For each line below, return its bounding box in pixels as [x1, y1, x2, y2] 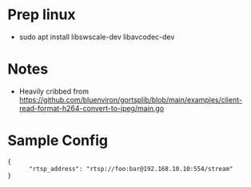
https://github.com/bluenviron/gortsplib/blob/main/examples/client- [18, 94, 243, 105]
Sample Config [7, 132, 109, 149]
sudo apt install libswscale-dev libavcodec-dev [18, 32, 175, 42]
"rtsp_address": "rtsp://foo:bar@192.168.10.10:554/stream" [28, 165, 233, 173]
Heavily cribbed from [18, 86, 90, 96]
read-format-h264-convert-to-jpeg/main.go [18, 103, 165, 113]
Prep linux [7, 6, 77, 24]
